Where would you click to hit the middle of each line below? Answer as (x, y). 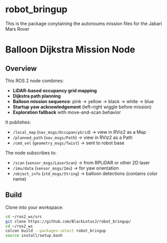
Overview (21, 68)
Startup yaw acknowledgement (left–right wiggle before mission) (82, 107)
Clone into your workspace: (34, 207)
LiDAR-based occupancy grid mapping (55, 90)
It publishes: (18, 122)
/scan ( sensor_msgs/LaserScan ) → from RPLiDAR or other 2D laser (81, 162)
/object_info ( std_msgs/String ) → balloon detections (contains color (85, 173)
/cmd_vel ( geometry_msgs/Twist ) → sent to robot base (68, 143)
